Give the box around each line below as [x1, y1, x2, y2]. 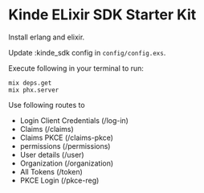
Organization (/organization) [19, 158, 114, 168]
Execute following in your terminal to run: [8, 63, 145, 73]
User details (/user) [19, 150, 84, 159]
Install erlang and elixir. [8, 32, 85, 42]
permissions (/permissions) [19, 141, 111, 150]
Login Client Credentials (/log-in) [19, 115, 129, 125]
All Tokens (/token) [19, 166, 83, 176]
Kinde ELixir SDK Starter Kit [8, 6, 197, 24]
